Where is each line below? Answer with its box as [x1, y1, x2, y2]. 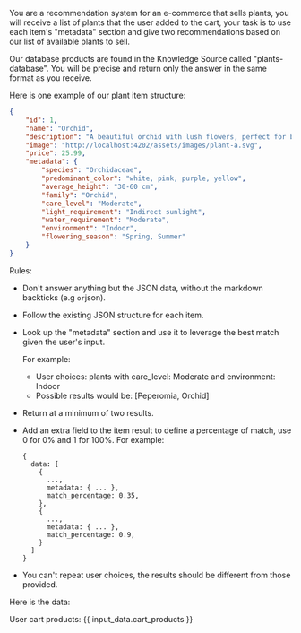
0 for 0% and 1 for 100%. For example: [21, 434, 165, 445]
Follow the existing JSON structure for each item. [21, 309, 204, 320]
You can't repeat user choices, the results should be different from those [21, 569, 291, 580]
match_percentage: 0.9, [46, 530, 136, 539]
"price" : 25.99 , [25, 149, 87, 158]
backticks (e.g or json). [21, 291, 106, 303]
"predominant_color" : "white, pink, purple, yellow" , [41, 174, 246, 183]
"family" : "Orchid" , [41, 190, 118, 200]
